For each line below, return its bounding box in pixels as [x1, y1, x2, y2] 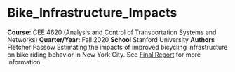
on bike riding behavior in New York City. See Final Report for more [7, 50, 201, 59]
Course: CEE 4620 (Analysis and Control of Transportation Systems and [7, 28, 217, 36]
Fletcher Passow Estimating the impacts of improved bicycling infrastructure [7, 43, 228, 51]
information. [7, 57, 43, 66]
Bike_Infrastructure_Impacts [7, 5, 177, 21]
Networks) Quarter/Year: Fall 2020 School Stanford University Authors [7, 35, 215, 43]
